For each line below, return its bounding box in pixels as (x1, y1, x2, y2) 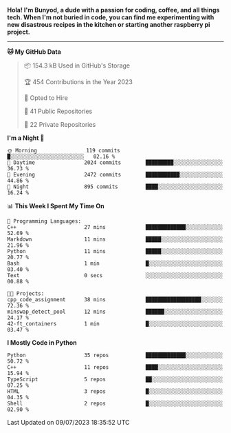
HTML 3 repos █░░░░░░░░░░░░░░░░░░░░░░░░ (7, 388, 223, 395)
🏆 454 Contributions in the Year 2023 (23, 78, 133, 85)
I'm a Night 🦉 (7, 134, 45, 142)
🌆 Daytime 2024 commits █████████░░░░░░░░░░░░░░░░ (7, 159, 223, 166)
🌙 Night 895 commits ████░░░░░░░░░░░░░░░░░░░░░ (7, 183, 223, 190)
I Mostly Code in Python (7, 339, 77, 347)
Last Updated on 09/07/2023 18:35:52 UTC (7, 419, 130, 426)
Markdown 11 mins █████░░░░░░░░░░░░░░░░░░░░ (7, 236, 223, 243)
